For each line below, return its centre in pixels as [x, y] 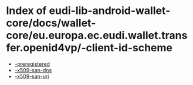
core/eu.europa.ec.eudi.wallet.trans [97, 36]
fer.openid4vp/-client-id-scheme [89, 48]
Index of [26, 11]
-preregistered [32, 64]
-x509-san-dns [33, 70]
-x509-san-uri [32, 76]
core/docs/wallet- [51, 23]
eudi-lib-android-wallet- [110, 11]
